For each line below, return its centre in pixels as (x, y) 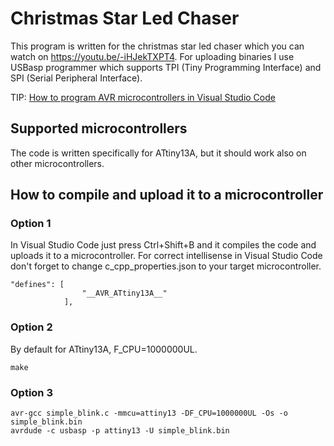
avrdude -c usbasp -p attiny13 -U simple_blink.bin (120, 431)
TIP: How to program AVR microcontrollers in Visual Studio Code (143, 97)
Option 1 (31, 224)
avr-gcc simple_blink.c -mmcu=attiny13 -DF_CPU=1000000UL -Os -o (149, 413)
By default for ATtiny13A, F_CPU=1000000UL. (104, 349)
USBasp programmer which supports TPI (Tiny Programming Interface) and (166, 67)
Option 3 (31, 392)
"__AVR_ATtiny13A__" (124, 293)
